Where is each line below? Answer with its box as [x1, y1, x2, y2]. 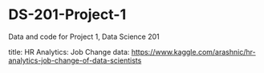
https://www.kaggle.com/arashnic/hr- [131, 47, 256, 56]
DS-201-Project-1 [8, 6, 127, 24]
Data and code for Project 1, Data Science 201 [8, 32, 160, 41]
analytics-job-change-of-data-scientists [8, 56, 142, 65]
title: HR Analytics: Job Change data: [8, 47, 130, 56]
